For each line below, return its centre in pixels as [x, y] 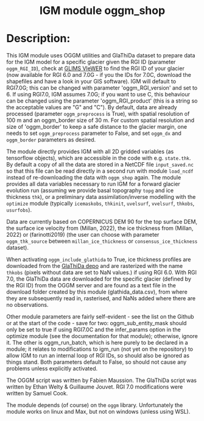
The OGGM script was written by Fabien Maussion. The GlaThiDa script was [101, 380]
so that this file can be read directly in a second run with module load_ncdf [100, 171]
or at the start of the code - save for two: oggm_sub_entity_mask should [97, 323]
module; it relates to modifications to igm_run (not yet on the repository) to [100, 349]
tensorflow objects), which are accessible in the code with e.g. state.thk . [99, 158]
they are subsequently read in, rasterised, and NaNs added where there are [101, 298]
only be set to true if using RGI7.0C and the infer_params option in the [93, 329]
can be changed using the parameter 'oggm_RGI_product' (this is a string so [102, 101]
